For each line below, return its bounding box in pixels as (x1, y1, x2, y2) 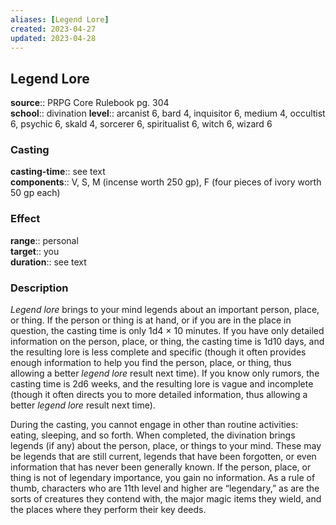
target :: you (10, 245, 60, 257)
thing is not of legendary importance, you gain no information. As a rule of (10, 472, 316, 484)
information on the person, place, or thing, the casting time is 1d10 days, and (10, 336, 325, 348)
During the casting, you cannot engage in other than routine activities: (10, 419, 299, 431)
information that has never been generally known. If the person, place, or (10, 461, 312, 473)
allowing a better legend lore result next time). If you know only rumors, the (10, 367, 320, 380)
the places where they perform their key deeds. (10, 504, 207, 516)
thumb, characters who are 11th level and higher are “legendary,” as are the (10, 482, 320, 495)
